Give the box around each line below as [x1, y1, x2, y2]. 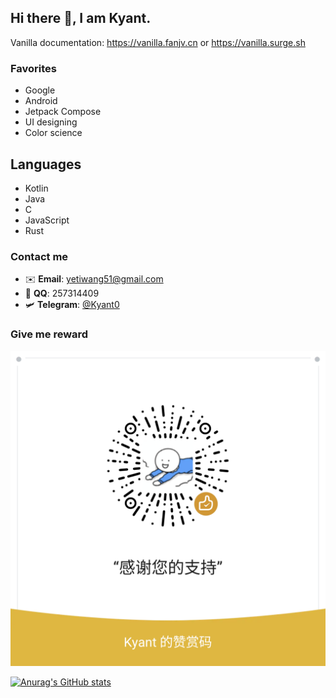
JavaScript [24, 214, 70, 226]
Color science [24, 127, 83, 139]
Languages [10, 156, 82, 173]
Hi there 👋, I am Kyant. [10, 10, 152, 27]
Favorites [10, 61, 58, 75]
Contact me [10, 249, 69, 263]
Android [24, 95, 58, 107]
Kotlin [24, 182, 49, 194]
